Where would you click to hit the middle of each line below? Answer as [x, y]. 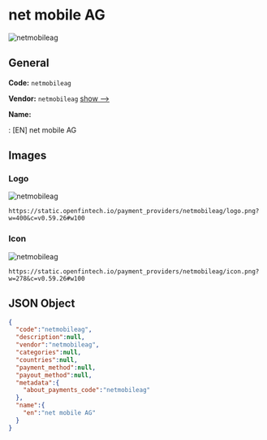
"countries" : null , [47, 359]
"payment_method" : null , [56, 368]
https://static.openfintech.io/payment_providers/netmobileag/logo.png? [134, 211]
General [29, 63]
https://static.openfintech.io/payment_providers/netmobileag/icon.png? [134, 271]
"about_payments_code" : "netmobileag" [87, 390]
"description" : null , [50, 338]
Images [28, 156]
